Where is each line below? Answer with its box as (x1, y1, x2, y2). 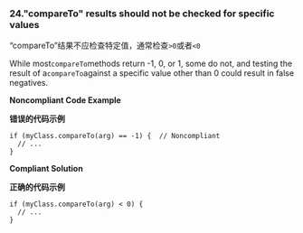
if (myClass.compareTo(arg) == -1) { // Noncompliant (9, 132, 221, 141)
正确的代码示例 (9, 182, 65, 192)
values (9, 18, 40, 31)
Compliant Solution (9, 163, 83, 174)
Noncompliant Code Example (9, 95, 122, 106)
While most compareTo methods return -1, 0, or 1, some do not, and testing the (9, 58, 292, 70)
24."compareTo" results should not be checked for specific (9, 7, 275, 20)
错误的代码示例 (9, 114, 65, 125)
